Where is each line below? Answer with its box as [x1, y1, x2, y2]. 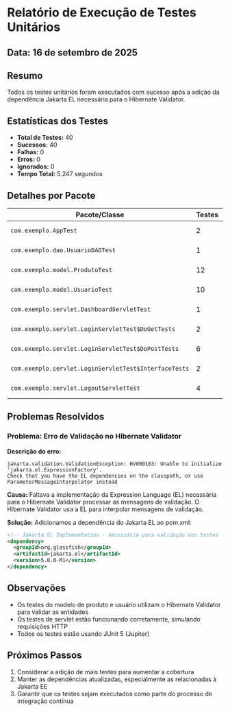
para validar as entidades [16, 608, 89, 616]
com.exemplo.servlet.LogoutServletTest [10, 384, 140, 392]
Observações [7, 582, 66, 594]
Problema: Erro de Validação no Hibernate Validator [7, 432, 182, 441]
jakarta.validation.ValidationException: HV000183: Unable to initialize [7, 461, 222, 467]
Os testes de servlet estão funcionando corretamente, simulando [16, 615, 201, 623]
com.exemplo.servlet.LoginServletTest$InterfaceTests [10, 365, 190, 373]
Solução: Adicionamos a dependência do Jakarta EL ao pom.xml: [7, 518, 192, 526]
